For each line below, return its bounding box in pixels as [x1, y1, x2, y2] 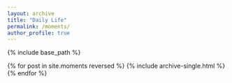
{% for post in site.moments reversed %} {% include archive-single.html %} [7, 62, 226, 70]
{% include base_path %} [7, 48, 81, 57]
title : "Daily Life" [7, 17, 68, 24]
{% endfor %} [7, 69, 48, 77]
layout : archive [7, 10, 55, 17]
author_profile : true [7, 29, 71, 37]
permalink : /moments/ [7, 23, 71, 30]
